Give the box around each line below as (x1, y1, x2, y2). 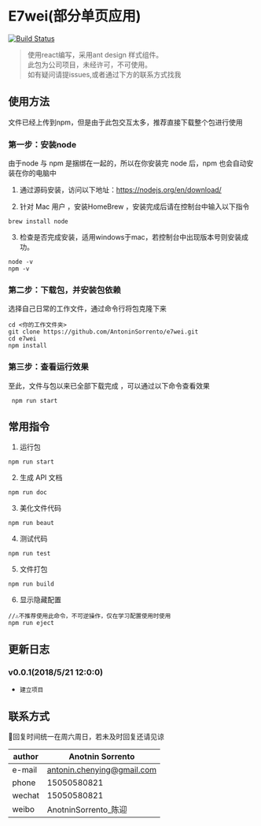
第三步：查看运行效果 (8, 362, 89, 373)
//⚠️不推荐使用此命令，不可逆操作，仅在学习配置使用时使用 (8, 612, 171, 620)
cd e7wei (8, 335, 37, 343)
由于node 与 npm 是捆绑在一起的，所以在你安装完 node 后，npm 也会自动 (8, 158, 247, 168)
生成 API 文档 (19, 473, 63, 482)
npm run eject (8, 619, 55, 627)
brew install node (8, 218, 68, 225)
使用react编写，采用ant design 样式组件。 (27, 50, 164, 59)
